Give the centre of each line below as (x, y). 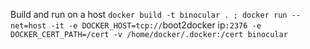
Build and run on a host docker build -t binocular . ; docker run (149, 14)
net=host (28, 26)
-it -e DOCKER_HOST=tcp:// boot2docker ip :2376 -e (156, 25)
